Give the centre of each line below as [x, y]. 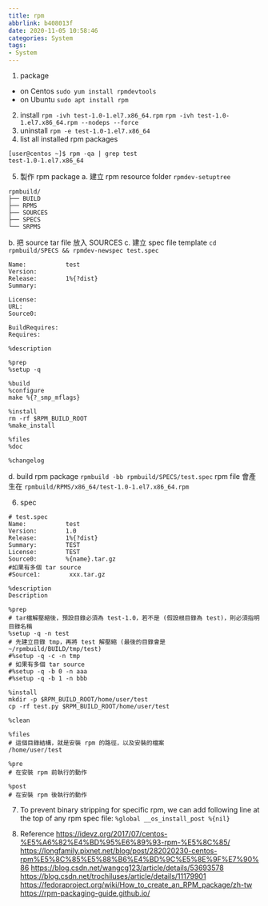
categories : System [41, 38]
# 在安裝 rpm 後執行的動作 [48, 795]
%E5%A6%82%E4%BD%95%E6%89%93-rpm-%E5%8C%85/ [125, 842]
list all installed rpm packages [69, 139]
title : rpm [26, 16]
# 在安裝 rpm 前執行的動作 [48, 772]
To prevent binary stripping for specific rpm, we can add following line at [140, 810]
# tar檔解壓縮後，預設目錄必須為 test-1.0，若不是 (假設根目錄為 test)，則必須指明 [134, 618]
